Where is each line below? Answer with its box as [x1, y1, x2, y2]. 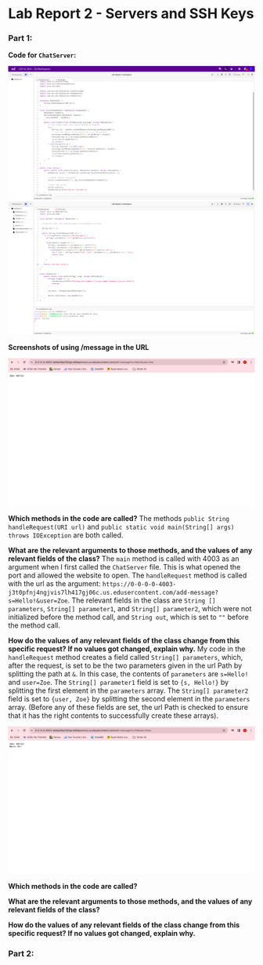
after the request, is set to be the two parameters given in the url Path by [8, 661, 243, 670]
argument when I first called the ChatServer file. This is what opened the [8, 562, 241, 571]
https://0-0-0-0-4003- [102, 580, 177, 588]
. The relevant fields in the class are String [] [67, 595, 217, 605]
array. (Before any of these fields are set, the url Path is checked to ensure [8, 702, 249, 712]
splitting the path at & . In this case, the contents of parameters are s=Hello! [8, 668, 249, 679]
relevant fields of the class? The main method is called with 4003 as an [8, 554, 240, 563]
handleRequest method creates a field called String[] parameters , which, [8, 652, 243, 661]
